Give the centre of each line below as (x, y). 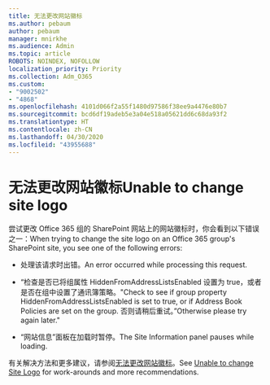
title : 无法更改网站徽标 (46, 16)
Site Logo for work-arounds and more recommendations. (104, 372)
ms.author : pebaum (39, 24)
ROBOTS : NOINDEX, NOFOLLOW (54, 62)
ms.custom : (27, 84)
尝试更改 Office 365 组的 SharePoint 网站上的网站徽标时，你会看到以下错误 (134, 229)
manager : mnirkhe (38, 39)
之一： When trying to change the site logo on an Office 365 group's (122, 239)
